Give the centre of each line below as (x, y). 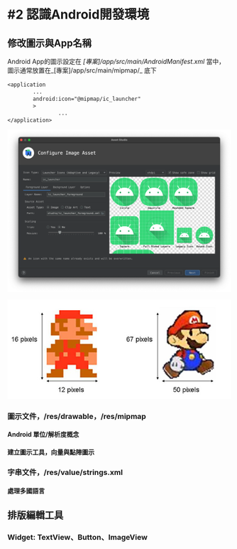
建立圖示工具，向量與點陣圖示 (51, 452)
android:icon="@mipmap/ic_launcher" (87, 99)
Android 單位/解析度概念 (43, 435)
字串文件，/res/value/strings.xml (65, 472)
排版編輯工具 (35, 515)
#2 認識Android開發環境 (78, 15)
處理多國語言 (26, 491)
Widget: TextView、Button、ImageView (77, 537)
